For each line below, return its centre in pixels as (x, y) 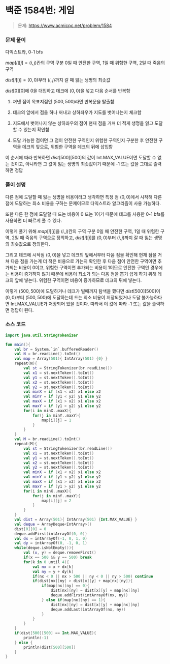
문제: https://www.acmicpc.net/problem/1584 (65, 25)
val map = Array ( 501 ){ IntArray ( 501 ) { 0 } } (61, 359)
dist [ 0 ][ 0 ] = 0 (30, 529)
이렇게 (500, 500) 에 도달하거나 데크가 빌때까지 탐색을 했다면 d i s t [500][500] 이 (83, 291)
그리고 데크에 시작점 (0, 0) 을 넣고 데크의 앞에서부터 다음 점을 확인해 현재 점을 (81, 254)
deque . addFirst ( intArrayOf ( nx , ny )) (89, 595)
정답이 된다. (22, 310)
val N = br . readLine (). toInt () (47, 354)
